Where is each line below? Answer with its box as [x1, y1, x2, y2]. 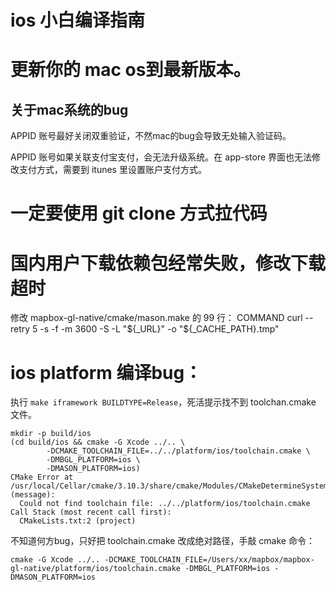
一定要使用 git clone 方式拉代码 [10, 202, 268, 225]
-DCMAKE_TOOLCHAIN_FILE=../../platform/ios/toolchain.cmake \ [46, 446, 311, 456]
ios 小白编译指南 [10, 9, 146, 32]
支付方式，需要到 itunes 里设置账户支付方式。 [18, 164, 207, 176]
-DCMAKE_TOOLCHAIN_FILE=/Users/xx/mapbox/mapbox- [104, 555, 315, 565]
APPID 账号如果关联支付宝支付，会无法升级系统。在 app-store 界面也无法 [10, 151, 313, 163]
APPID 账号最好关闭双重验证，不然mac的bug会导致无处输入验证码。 [10, 130, 292, 142]
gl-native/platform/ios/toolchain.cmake [10, 564, 182, 574]
